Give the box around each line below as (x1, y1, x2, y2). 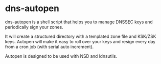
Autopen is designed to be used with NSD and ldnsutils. (5, 53, 117, 59)
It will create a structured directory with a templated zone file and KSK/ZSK (5, 33, 157, 39)
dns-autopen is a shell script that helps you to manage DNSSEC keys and (5, 19, 153, 25)
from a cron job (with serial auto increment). (5, 44, 94, 49)
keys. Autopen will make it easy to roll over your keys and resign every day (5, 38, 156, 44)
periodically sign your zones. (5, 24, 64, 30)
